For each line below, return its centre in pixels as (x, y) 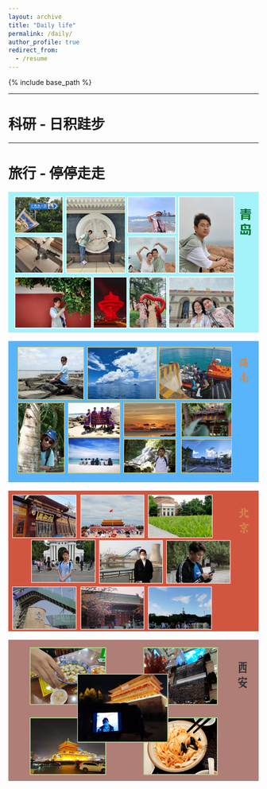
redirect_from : (33, 51)
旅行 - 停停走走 (57, 174)
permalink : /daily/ (41, 33)
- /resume (31, 59)
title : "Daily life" (43, 25)
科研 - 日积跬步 (57, 124)
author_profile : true (44, 42)
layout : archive (35, 17)
